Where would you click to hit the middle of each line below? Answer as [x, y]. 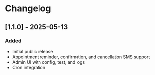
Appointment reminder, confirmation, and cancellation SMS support [81, 57]
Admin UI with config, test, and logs [49, 62]
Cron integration [29, 67]
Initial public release [33, 51]
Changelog [28, 9]
